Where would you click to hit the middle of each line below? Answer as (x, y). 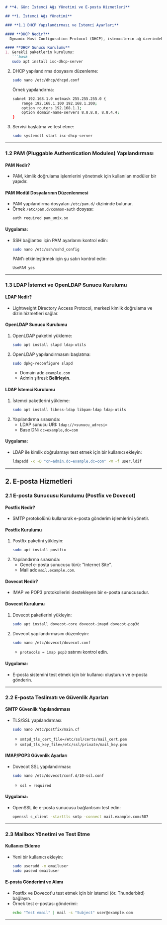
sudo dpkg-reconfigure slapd (42, 363)
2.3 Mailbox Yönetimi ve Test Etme (48, 834)
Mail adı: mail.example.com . (47, 570)
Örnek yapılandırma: (33, 89)
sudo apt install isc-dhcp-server (47, 62)
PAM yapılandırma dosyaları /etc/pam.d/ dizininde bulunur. (73, 204)
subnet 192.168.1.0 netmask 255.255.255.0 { (59, 99)
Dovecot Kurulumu (25, 604)
